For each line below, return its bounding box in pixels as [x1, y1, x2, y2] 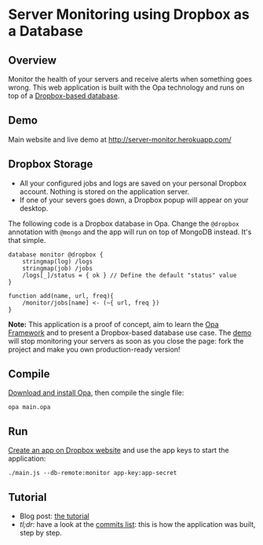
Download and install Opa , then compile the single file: [8, 388, 184, 398]
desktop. [19, 203, 49, 213]
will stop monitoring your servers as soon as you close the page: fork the [8, 336, 244, 345]
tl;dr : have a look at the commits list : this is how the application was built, [19, 520, 256, 529]
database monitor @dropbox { [8, 250, 104, 259]
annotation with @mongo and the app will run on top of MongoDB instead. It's [8, 226, 252, 237]
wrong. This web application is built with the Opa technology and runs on [8, 83, 245, 92]
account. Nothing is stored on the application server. [19, 186, 190, 196]
